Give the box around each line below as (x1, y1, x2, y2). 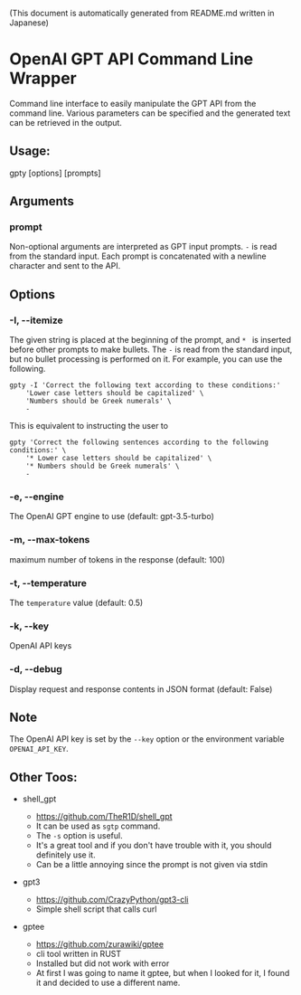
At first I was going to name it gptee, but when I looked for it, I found (35, 968, 290, 979)
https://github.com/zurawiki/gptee (35, 939, 165, 950)
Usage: (9, 144, 52, 159)
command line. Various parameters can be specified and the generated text (9, 108, 291, 118)
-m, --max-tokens (9, 534, 90, 546)
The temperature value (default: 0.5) (9, 597, 144, 609)
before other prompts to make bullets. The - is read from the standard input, (9, 344, 293, 355)
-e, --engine (9, 490, 65, 503)
